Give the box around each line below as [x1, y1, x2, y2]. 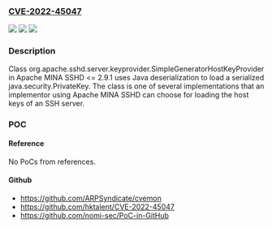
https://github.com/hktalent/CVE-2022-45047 [19, 201, 175, 212]
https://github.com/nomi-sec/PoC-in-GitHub [19, 210, 169, 220]
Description [8, 45, 56, 57]
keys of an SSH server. [8, 98, 85, 108]
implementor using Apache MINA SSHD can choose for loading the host [8, 89, 249, 99]
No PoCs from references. [8, 157, 96, 166]
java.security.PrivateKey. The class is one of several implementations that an [8, 81, 265, 91]
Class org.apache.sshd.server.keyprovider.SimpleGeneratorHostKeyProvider [8, 63, 265, 74]
